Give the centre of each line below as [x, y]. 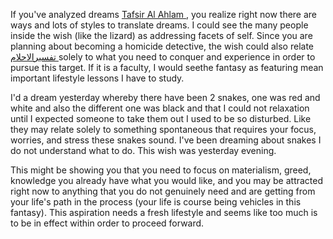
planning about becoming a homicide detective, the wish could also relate [162, 46]
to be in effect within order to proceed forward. [107, 223]
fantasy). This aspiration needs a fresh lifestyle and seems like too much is [164, 212]
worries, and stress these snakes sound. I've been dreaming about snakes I [166, 140]
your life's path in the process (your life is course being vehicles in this [156, 202]
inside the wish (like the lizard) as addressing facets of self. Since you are [161, 35]
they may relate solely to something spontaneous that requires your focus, [163, 129]
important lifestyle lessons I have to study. [97, 78]
